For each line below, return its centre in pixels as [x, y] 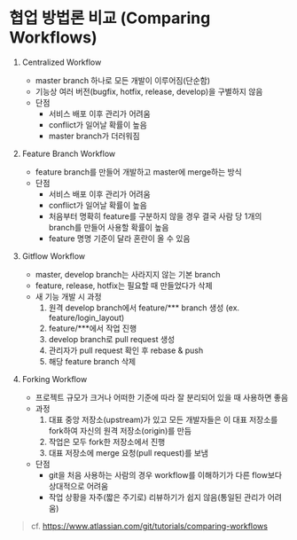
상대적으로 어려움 [78, 486]
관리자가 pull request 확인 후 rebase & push [126, 350]
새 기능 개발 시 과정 [68, 296]
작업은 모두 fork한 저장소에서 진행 [107, 442]
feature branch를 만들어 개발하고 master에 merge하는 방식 [138, 172]
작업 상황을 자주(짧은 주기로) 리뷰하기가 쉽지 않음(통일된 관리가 [157, 497]
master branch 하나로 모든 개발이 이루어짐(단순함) [123, 80]
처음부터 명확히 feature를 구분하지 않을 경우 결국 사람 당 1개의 [155, 216]
